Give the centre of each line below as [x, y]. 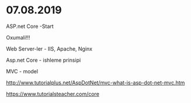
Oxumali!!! [18, 37]
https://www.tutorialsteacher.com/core [53, 94]
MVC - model [22, 71]
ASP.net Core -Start [30, 26]
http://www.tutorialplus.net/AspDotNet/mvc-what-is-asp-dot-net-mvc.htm [95, 83]
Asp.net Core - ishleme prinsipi [44, 60]
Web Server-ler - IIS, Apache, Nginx [49, 49]
